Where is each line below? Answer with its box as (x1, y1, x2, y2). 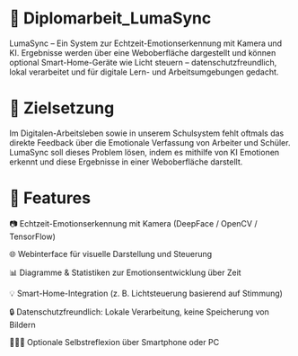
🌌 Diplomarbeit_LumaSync (9, 8, 212, 29)
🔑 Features (9, 188, 92, 209)
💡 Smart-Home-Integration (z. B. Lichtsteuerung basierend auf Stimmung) (9, 288, 283, 298)
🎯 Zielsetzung (9, 98, 115, 119)
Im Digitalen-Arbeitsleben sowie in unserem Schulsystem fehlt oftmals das (9, 128, 285, 138)
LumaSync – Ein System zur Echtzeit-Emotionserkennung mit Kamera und (9, 38, 283, 49)
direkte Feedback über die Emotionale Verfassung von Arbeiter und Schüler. (9, 137, 291, 147)
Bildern (9, 319, 36, 330)
